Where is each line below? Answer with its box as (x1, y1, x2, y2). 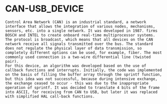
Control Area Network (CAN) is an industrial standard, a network (5, 19, 146, 24)
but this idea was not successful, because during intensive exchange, (5, 76, 157, 81)
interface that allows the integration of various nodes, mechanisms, (5, 23, 155, 29)
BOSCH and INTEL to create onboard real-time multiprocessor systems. (5, 32, 155, 37)
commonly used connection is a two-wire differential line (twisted (5, 54, 151, 59)
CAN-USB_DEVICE (5, 3, 84, 14)
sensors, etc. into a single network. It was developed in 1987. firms (5, 28, 157, 33)
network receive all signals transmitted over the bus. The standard (5, 41, 153, 46)
